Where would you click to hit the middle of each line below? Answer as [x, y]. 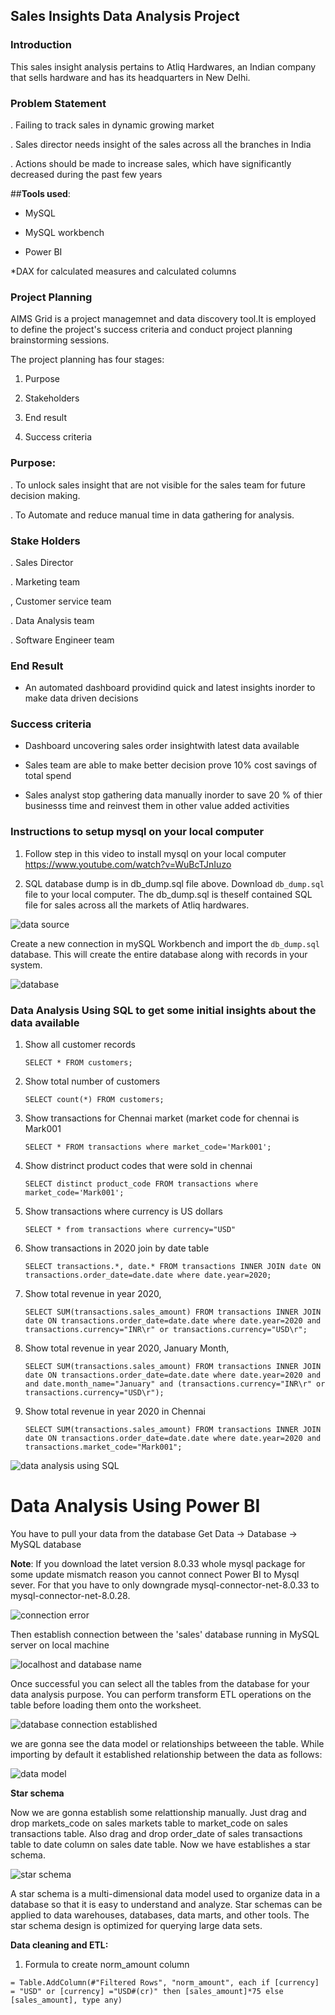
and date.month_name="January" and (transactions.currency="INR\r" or [175, 1384]
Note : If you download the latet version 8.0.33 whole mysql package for [158, 1563]
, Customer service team [61, 601]
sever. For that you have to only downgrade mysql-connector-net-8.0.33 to [165, 1585]
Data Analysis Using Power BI [135, 1506]
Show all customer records [80, 1045]
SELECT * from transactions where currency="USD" [130, 1230]
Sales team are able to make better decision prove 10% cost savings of [171, 765]
